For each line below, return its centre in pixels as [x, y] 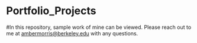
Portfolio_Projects [51, 11]
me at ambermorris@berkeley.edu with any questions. [72, 33]
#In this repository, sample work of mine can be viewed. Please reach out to [99, 27]
